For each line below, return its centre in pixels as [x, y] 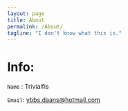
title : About [26, 20]
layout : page [26, 14]
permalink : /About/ [35, 26]
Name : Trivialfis [28, 87]
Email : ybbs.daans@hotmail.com [54, 100]
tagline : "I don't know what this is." [65, 33]
